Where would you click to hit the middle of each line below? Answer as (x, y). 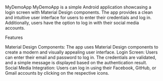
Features (14, 37)
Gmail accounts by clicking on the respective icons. (57, 73)
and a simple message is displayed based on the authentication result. (76, 63)
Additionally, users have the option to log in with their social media (72, 23)
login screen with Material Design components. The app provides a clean (79, 12)
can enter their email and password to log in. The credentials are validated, (81, 57)
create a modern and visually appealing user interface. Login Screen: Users (81, 52)
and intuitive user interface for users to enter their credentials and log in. (78, 17)
